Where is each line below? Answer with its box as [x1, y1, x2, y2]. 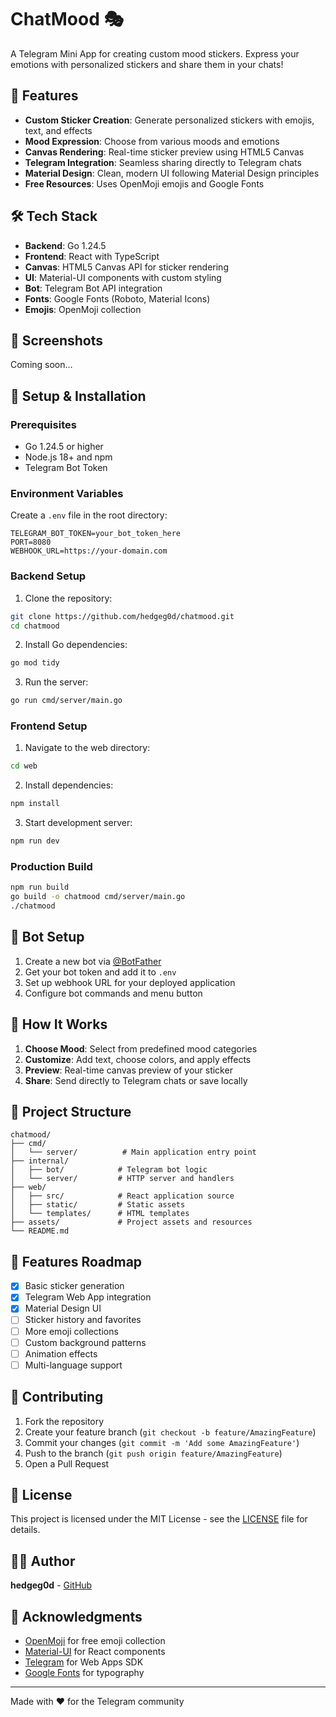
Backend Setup [10, 569, 87, 583]
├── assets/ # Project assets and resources [10, 1217, 253, 1228]
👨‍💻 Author [10, 1552, 76, 1570]
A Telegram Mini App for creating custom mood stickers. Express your [10, 47, 300, 60]
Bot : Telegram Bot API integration [24, 282, 163, 294]
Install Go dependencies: [24, 639, 128, 651]
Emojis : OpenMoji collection [24, 303, 142, 315]
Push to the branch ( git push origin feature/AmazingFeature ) [24, 1447, 283, 1459]
